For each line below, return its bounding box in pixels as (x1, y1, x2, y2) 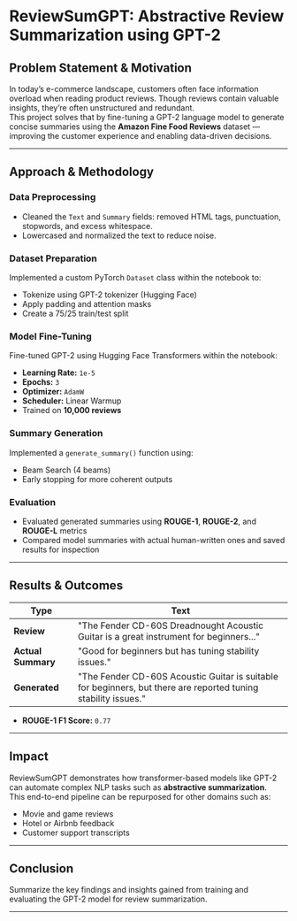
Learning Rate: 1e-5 (21, 367, 95, 378)
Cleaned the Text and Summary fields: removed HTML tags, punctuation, (21, 211, 281, 222)
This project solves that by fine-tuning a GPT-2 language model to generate (9, 112, 285, 122)
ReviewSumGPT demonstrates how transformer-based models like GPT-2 (9, 772, 278, 783)
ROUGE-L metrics (21, 525, 88, 536)
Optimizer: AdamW (21, 387, 85, 397)
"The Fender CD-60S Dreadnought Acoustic (78, 619, 263, 632)
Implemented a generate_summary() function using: (9, 447, 194, 457)
